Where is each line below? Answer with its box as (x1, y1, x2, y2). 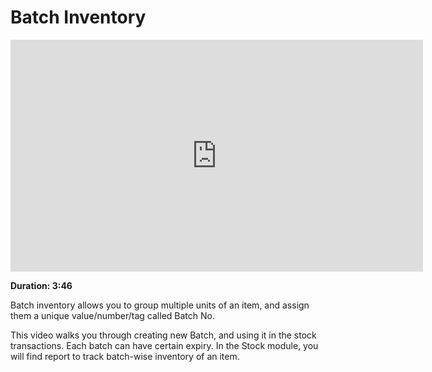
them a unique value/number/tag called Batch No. (10, 309, 215, 321)
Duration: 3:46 (10, 279, 73, 291)
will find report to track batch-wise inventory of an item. (10, 350, 240, 362)
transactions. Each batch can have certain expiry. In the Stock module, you (10, 339, 319, 351)
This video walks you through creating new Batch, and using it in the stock (10, 329, 317, 341)
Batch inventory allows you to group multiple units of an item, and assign (10, 299, 310, 311)
